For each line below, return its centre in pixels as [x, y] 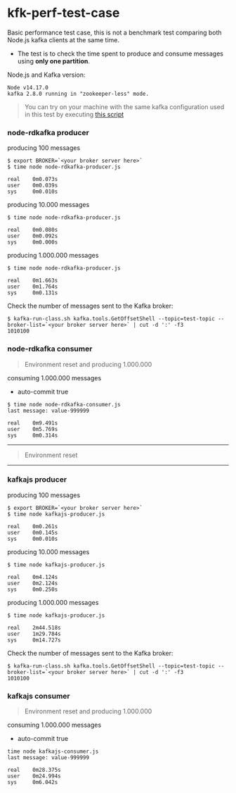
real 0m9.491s [33, 423]
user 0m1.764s [33, 287]
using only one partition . [53, 61]
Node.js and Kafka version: [46, 75]
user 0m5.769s [33, 429]
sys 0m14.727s [34, 640]
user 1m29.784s [34, 634]
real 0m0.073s [33, 180]
